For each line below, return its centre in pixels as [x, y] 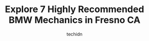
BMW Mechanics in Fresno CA [74, 20]
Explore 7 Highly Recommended [74, 9]
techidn [74, 34]
